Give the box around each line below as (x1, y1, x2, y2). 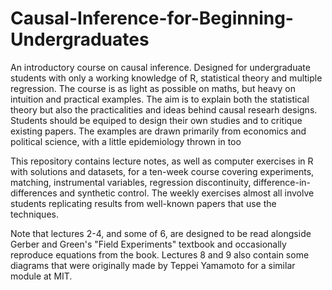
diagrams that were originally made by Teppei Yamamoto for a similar (10, 259, 296, 271)
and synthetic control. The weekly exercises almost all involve (59, 187, 315, 199)
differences (10, 187, 58, 199)
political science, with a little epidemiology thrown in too (10, 135, 242, 147)
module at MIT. (10, 270, 73, 282)
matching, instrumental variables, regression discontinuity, (10, 176, 252, 188)
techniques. (10, 208, 59, 220)
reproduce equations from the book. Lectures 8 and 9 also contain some (10, 248, 310, 261)
